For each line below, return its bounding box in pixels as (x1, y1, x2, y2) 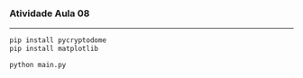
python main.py (9, 61, 67, 70)
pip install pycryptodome (9, 36, 106, 45)
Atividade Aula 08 (9, 7, 90, 20)
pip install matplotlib (9, 44, 99, 54)
